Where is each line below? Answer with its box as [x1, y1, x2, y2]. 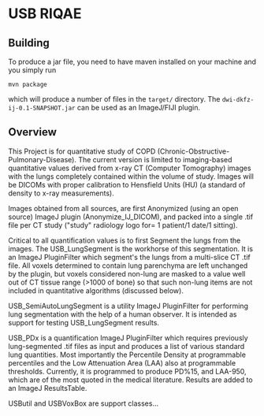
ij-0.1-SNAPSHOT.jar [8, 104, 76, 112]
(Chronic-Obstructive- [157, 147, 230, 156]
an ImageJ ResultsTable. [8, 383, 87, 392]
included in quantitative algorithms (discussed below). [8, 285, 184, 295]
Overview [8, 125, 58, 139]
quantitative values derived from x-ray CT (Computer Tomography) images [8, 163, 251, 173]
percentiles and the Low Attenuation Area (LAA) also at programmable [8, 358, 236, 367]
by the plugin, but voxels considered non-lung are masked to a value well [8, 269, 246, 278]
